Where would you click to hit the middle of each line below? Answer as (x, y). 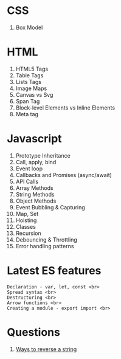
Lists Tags (29, 82)
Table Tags (29, 75)
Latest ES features (54, 271)
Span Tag (28, 101)
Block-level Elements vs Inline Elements (65, 108)
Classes (26, 226)
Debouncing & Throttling (47, 239)
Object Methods (36, 201)
